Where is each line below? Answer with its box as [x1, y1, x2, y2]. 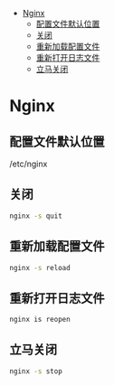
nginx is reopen [9, 315, 71, 324]
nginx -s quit [9, 211, 63, 221]
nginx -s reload [9, 263, 71, 272]
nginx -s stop [9, 366, 63, 376]
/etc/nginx [9, 158, 48, 169]
